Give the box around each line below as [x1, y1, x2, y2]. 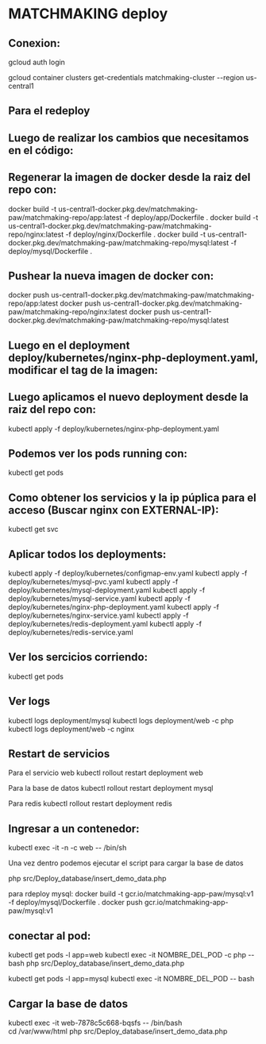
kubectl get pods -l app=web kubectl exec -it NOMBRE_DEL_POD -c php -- [8, 950, 255, 960]
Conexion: [8, 37, 61, 50]
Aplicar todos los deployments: [8, 547, 167, 561]
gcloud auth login [8, 57, 66, 67]
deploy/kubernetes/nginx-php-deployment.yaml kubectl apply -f [8, 603, 220, 612]
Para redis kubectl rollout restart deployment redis [8, 799, 172, 808]
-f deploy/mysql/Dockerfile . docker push [8, 898, 143, 907]
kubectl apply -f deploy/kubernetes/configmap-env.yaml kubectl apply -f [8, 568, 248, 578]
